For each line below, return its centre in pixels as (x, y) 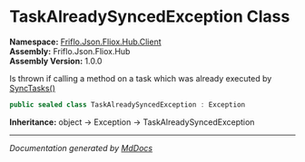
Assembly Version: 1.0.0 (56, 61)
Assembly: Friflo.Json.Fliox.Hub (70, 51)
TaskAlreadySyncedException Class (150, 17)
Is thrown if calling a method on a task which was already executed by (141, 78)
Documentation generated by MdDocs (81, 148)
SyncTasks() (33, 88)
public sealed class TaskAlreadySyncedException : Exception (128, 105)
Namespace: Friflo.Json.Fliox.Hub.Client (85, 42)
